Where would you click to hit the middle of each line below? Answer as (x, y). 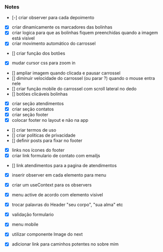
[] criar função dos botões (38, 53)
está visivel (23, 38)
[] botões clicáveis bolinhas (40, 94)
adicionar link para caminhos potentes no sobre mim (65, 244)
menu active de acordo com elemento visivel (57, 195)
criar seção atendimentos (38, 103)
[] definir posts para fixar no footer (47, 140)
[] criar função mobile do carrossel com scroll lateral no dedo (74, 89)
